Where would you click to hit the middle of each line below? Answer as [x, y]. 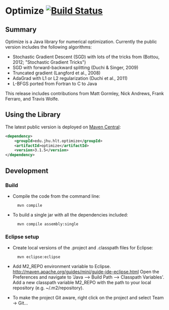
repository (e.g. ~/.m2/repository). [48, 288]
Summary [21, 30]
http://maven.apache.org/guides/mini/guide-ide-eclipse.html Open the [86, 272]
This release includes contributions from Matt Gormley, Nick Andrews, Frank [84, 93]
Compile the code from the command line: [56, 196]
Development [27, 171]
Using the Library [33, 115]
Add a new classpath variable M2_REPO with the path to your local [82, 283]
